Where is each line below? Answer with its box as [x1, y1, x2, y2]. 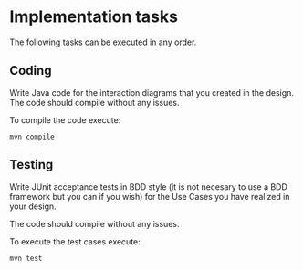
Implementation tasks [9, 6, 178, 27]
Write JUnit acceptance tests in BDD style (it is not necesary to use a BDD [9, 181, 287, 192]
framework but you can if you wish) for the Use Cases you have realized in [9, 191, 290, 202]
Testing [9, 157, 54, 172]
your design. [9, 201, 57, 212]
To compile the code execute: [9, 114, 121, 125]
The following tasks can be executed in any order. [9, 36, 197, 47]
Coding [9, 63, 52, 78]
